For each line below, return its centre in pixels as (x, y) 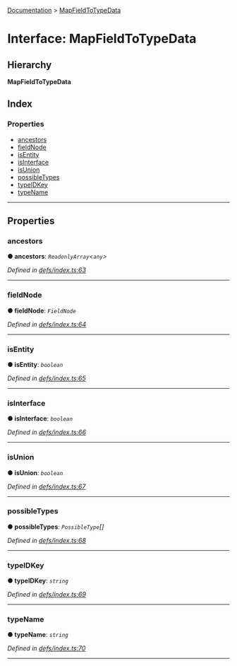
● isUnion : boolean (35, 472)
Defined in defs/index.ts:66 (47, 432)
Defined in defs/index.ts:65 (47, 378)
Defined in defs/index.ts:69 (47, 595)
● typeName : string (38, 635)
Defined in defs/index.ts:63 (47, 270)
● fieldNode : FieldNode (42, 310)
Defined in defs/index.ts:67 (47, 486)
